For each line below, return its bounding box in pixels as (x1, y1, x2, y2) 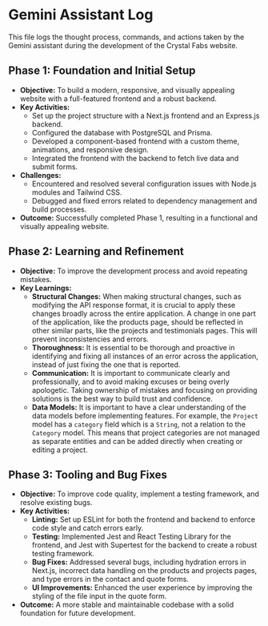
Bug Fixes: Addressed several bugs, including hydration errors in (31, 557, 246, 567)
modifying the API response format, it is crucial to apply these (31, 300, 236, 309)
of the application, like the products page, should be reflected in (31, 317, 244, 326)
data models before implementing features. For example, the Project (31, 410, 258, 420)
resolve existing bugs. (19, 498, 93, 507)
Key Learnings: (19, 283, 72, 293)
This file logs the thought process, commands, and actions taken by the (8, 32, 245, 42)
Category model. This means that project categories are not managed (31, 427, 260, 438)
